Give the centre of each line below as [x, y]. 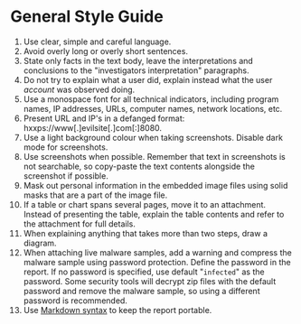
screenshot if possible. [66, 176]
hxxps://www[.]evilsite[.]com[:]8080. [92, 127]
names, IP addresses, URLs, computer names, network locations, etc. [153, 108]
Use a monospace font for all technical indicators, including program [151, 99]
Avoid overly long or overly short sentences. [106, 51]
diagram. [40, 243]
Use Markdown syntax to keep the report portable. [118, 310]
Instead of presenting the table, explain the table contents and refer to [154, 214]
